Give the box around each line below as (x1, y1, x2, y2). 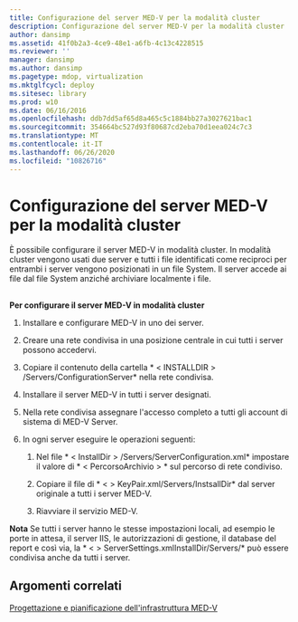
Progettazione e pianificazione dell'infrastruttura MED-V (9, 602, 219, 613)
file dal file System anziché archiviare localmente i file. (9, 273, 212, 284)
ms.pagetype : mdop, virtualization (9, 72, 144, 81)
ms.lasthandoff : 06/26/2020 (9, 148, 116, 157)
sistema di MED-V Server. (22, 416, 118, 426)
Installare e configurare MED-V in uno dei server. (22, 317, 205, 328)
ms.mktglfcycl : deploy (9, 81, 95, 90)
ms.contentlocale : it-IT (9, 139, 103, 148)
